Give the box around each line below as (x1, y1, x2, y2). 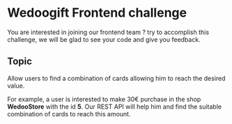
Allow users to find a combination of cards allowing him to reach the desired (7, 74, 226, 82)
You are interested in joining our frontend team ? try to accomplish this (7, 28, 210, 36)
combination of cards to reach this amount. (7, 109, 131, 118)
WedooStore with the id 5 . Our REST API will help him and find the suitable (7, 102, 222, 111)
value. (7, 82, 25, 90)
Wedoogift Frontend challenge (7, 5, 187, 21)
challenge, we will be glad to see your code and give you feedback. (7, 35, 201, 43)
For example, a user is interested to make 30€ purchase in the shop (7, 95, 201, 103)
